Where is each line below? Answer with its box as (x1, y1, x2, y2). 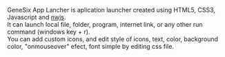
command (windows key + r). (7, 27, 90, 36)
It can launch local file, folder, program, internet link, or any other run (7, 21, 203, 28)
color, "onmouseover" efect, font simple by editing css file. (7, 43, 175, 50)
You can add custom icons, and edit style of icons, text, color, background (7, 35, 219, 43)
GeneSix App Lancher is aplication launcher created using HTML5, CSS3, (7, 6, 216, 14)
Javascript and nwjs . (7, 13, 66, 21)
